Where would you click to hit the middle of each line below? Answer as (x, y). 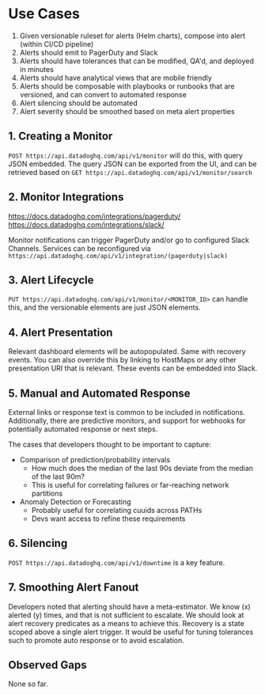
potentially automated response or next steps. (83, 429)
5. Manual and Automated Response (100, 393)
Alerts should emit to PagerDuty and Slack (89, 52)
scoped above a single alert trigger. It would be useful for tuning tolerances (131, 632)
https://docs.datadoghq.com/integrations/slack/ (86, 224)
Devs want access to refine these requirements (108, 518)
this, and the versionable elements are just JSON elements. (104, 308)
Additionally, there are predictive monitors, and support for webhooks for (127, 421)
